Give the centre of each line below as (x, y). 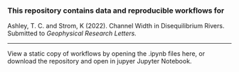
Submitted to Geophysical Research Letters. (72, 33)
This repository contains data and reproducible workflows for (116, 11)
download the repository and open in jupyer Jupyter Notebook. (100, 61)
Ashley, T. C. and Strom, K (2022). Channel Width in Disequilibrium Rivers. (116, 26)
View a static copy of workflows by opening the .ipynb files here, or (106, 54)
